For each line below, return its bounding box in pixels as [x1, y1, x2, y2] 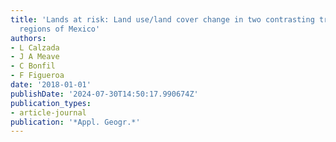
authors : [10, 33, 47, 43]
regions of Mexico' [19, 24, 101, 34]
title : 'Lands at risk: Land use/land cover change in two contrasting [10, 14, 315, 25]
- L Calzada [10, 42, 60, 53]
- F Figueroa [10, 71, 65, 81]
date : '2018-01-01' [10, 80, 92, 90]
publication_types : [10, 98, 92, 108]
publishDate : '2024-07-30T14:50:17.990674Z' [10, 89, 199, 99]
